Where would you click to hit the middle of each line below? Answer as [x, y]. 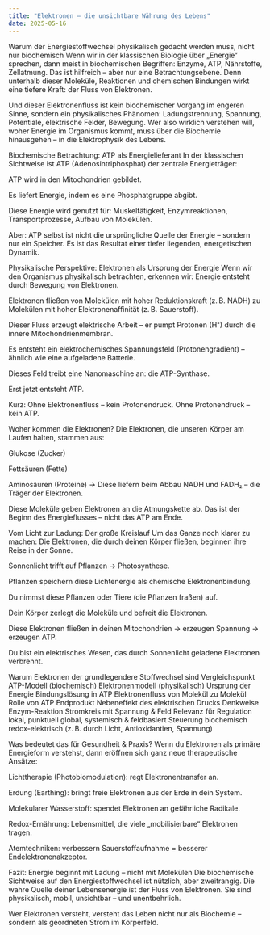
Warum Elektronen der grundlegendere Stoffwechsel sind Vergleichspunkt [132, 676]
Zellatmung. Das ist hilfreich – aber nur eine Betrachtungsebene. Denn [125, 72]
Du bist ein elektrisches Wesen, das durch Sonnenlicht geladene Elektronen [134, 652]
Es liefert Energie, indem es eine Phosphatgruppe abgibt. [103, 195]
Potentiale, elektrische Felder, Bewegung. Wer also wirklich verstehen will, [132, 122]
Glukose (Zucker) [37, 453]
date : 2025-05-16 [37, 23]
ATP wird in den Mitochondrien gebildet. [75, 179]
